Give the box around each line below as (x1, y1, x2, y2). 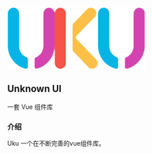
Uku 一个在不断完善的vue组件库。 (7, 139, 105, 148)
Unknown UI (7, 83, 62, 95)
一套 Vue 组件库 (7, 102, 53, 111)
